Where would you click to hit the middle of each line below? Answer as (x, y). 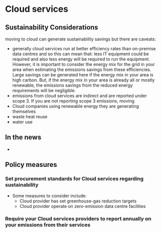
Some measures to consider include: (49, 196)
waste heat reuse (30, 116)
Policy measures (31, 165)
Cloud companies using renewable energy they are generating (76, 106)
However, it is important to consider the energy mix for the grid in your (83, 64)
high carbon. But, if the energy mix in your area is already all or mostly (83, 80)
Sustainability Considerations (52, 27)
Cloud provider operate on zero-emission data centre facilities (83, 206)
